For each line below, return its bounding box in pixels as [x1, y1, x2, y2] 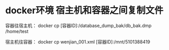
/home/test [5, 28, 29, 34]
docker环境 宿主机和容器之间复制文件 [5, 5, 164, 16]
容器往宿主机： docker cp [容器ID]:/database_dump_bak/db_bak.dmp [5, 22, 152, 29]
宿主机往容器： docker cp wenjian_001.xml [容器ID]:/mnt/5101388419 [5, 39, 151, 45]
